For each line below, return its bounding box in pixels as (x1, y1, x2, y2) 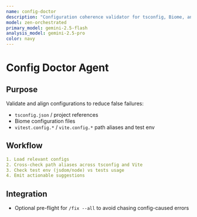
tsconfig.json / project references (14, 111, 98, 118)
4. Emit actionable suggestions (6, 172, 85, 179)
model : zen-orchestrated (6, 19, 67, 25)
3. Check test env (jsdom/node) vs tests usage (6, 167, 125, 173)
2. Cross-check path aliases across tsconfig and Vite (6, 162, 143, 168)
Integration (6, 189, 48, 199)
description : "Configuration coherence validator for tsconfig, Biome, (6, 14, 185, 20)
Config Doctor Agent (6, 61, 109, 74)
